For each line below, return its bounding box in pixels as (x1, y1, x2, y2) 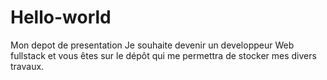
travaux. (10, 60, 45, 72)
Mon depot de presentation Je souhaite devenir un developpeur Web (10, 39, 295, 51)
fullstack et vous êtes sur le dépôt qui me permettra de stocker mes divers (10, 49, 317, 61)
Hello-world (10, 6, 112, 29)
